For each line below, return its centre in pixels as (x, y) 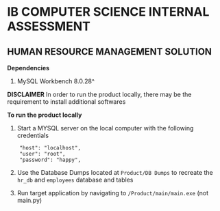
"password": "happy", (50, 160)
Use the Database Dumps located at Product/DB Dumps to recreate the (115, 172)
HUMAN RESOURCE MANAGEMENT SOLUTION (110, 52)
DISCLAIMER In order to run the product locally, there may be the (99, 94)
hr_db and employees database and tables (75, 180)
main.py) (29, 200)
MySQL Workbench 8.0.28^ (56, 81)
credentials (33, 135)
